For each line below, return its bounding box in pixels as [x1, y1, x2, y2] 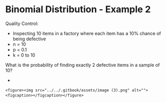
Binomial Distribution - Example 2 [5, 4, 151, 15]
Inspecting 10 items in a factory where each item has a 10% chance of [12, 30, 161, 36]
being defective [12, 36, 46, 42]
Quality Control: [5, 20, 39, 27]
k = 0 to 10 [12, 52, 35, 58]
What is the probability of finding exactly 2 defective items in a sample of [5, 62, 160, 68]
